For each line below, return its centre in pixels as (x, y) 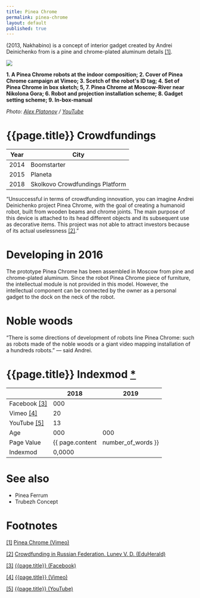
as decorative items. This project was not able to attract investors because (98, 224)
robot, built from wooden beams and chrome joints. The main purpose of (96, 212)
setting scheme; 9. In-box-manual (49, 100)
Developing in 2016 (55, 255)
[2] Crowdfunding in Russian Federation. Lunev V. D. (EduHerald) (86, 554)
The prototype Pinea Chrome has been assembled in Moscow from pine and (100, 271)
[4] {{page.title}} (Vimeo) (37, 577)
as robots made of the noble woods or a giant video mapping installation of (99, 344)
